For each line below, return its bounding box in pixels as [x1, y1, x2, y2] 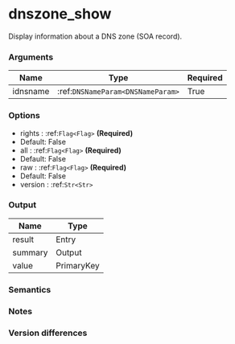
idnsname [12, 86, 50, 97]
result [12, 234, 35, 245]
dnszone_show [8, 5, 112, 23]
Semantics [8, 284, 52, 295]
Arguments [8, 51, 54, 63]
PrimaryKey [56, 260, 100, 271]
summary [12, 247, 48, 258]
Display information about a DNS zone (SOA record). [8, 31, 183, 41]
